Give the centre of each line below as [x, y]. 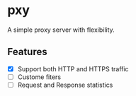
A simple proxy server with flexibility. [61, 30]
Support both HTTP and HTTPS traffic [73, 68]
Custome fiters [39, 77]
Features [27, 52]
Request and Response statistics [65, 85]
